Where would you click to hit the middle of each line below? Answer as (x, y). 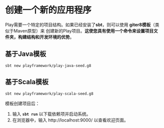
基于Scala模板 (27, 82)
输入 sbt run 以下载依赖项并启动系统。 (51, 114)
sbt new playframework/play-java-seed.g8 (48, 65)
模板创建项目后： (22, 103)
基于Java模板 (26, 54)
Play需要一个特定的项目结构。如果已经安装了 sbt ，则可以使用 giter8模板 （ (80, 25)
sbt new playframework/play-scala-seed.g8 (49, 94)
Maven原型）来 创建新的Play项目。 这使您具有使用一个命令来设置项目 (84, 31)
